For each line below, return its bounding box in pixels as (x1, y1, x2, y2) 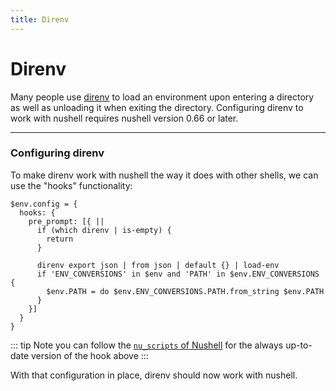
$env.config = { (10, 199, 78, 209)
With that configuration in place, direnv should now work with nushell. (10, 369, 298, 381)
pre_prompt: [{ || (28, 216, 105, 226)
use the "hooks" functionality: (10, 179, 133, 191)
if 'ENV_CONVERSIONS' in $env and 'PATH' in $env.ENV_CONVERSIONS (36, 269, 320, 279)
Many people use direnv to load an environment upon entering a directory (10, 91, 315, 103)
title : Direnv (10, 14, 70, 25)
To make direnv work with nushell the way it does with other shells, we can (10, 169, 319, 181)
